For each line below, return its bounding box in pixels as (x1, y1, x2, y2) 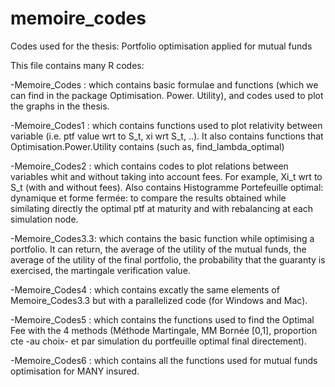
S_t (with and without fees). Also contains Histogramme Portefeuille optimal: (10, 181, 324, 193)
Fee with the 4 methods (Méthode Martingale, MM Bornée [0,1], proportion (10, 324, 318, 336)
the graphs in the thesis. (10, 100, 110, 112)
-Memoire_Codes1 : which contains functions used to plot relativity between (10, 119, 323, 131)
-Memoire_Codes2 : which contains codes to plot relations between (10, 160, 289, 172)
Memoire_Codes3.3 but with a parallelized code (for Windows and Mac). (10, 294, 308, 306)
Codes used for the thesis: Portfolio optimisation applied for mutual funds (10, 40, 313, 52)
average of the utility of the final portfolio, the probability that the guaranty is (10, 253, 326, 266)
